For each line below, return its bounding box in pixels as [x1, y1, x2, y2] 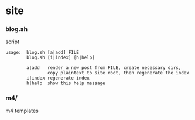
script [5, 38, 20, 45]
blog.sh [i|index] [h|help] [26, 54, 95, 61]
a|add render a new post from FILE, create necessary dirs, [26, 65, 182, 71]
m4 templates [5, 107, 39, 114]
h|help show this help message [26, 80, 106, 86]
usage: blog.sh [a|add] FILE [5, 50, 80, 56]
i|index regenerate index [26, 75, 90, 81]
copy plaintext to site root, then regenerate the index [47, 70, 190, 76]
